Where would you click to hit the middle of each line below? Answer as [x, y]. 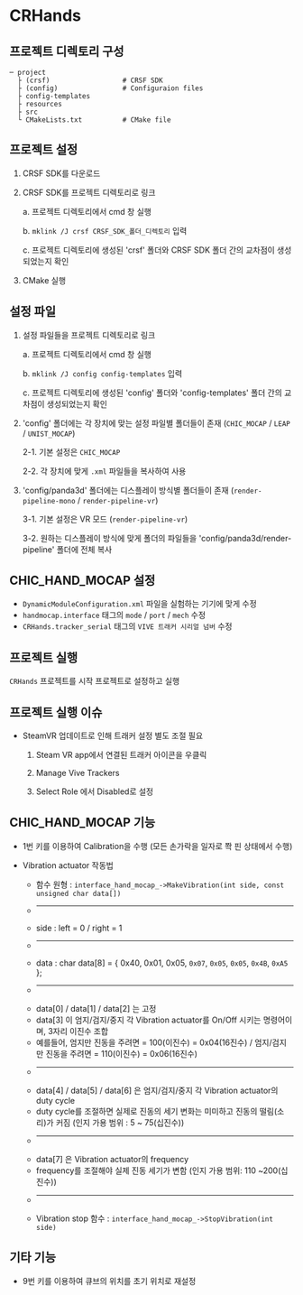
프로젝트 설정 [44, 150]
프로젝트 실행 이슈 [56, 712]
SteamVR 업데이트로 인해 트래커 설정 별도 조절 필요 [113, 735]
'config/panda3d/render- [245, 538]
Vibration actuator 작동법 [68, 865]
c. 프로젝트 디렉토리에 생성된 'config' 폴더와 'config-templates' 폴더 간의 [152, 393]
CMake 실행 [44, 280]
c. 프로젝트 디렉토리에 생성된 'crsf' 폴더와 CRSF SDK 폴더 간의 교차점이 [148, 250]
